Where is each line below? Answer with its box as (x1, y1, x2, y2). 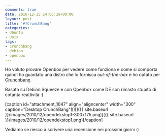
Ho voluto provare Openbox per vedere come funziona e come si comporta (5, 67, 158, 72)
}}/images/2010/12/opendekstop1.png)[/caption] (5, 117, 103, 123)
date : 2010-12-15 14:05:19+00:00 (5, 12, 74, 17)
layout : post (5, 16, 32, 21)
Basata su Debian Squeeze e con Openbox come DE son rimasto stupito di (5, 87, 157, 93)
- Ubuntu (5, 30, 23, 35)
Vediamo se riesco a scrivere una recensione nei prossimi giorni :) (5, 127, 139, 133)
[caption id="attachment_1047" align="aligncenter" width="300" (5, 102, 136, 107)
